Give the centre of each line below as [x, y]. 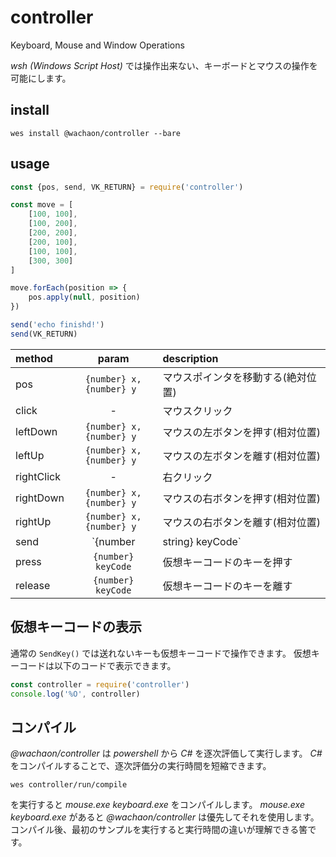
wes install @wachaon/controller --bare [96, 133]
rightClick [38, 476]
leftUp [30, 455]
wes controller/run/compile [69, 785]
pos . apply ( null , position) [84, 297]
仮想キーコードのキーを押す [227, 562]
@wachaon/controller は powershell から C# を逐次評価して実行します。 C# [166, 753]
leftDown [36, 431]
